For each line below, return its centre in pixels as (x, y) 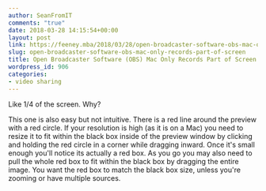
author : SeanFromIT (40, 15)
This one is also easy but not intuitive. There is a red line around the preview (133, 119)
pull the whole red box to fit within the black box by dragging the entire (123, 161)
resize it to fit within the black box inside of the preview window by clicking (131, 136)
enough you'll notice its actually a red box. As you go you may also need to (130, 153)
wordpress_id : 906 (38, 67)
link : (17, 45)
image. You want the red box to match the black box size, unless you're (125, 170)
